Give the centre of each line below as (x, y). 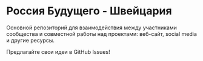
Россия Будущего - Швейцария (89, 11)
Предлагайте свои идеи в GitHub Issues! (58, 51)
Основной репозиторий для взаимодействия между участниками (92, 28)
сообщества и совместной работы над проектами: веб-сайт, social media (101, 33)
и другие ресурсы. (30, 40)
